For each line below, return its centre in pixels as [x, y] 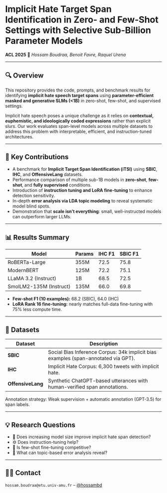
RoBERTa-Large [27, 262]
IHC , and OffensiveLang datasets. [47, 174]
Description [104, 344]
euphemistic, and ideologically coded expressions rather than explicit [78, 121]
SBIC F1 [129, 254]
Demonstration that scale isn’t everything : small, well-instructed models [87, 211]
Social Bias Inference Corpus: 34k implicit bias [102, 352]
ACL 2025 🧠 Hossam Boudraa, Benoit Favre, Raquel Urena [66, 54]
